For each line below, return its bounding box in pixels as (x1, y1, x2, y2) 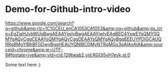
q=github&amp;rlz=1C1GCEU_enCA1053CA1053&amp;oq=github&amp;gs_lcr (5, 25, 163, 31)
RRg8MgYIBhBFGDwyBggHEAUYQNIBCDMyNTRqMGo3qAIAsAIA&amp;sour (5, 41, 163, 47)
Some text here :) (5, 61, 41, 67)
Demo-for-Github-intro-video (5, 3, 131, 15)
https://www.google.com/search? (5, 20, 74, 26)
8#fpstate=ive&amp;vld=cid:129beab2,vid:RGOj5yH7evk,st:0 (5, 51, 130, 58)
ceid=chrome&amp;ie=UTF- (5, 46, 63, 52)
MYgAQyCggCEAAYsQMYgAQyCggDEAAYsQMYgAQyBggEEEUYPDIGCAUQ (5, 36, 161, 42)
